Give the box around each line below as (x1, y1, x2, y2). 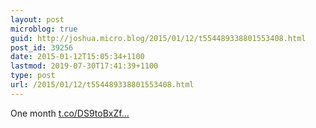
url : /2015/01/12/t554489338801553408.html (10, 80, 195, 90)
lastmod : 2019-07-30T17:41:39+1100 (10, 61, 159, 71)
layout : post (10, 14, 65, 25)
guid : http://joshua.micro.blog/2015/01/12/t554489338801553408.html (10, 33, 307, 43)
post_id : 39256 (10, 42, 74, 53)
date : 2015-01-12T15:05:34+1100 (10, 52, 145, 62)
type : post (10, 71, 56, 81)
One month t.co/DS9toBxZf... (10, 107, 130, 119)
